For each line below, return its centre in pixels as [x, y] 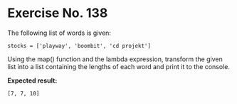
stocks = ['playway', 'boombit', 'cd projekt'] [79, 46]
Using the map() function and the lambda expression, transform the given [115, 59]
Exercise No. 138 [58, 13]
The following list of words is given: [59, 33]
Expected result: [32, 80]
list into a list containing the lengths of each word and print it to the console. [118, 66]
